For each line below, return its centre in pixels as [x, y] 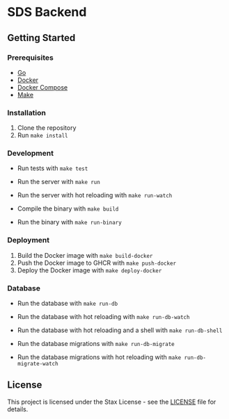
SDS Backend [47, 12]
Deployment [29, 240]
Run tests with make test [53, 168]
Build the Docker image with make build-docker [85, 255]
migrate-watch [38, 364]
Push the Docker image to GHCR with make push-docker [97, 263]
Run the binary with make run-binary [69, 222]
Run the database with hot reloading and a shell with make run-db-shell [120, 330]
